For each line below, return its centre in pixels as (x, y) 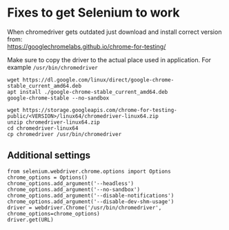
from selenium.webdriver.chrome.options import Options (89, 171)
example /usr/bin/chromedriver (53, 67)
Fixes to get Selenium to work (94, 13)
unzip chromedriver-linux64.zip (53, 122)
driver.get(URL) (30, 220)
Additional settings (49, 156)
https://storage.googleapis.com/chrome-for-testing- (100, 110)
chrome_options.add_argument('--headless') (71, 183)
